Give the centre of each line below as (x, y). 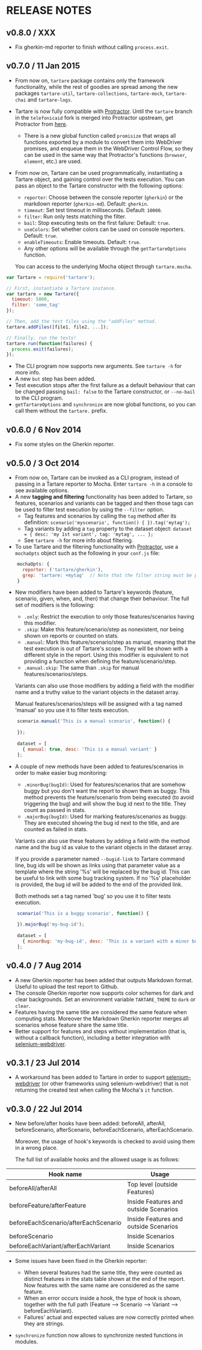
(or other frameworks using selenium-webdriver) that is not (115, 1084)
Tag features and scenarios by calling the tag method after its (100, 516)
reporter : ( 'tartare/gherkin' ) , (63, 570)
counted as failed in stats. (56, 829)
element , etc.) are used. (53, 161)
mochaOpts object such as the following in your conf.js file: (87, 553)
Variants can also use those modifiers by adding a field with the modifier (104, 686)
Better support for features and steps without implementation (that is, (101, 1031)
